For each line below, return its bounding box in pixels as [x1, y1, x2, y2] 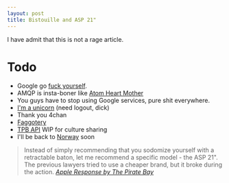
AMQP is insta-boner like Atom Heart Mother [16, 89, 144, 97]
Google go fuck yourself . [16, 82, 88, 90]
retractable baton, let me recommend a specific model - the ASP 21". [23, 154, 218, 162]
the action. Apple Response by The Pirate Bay [23, 168, 154, 176]
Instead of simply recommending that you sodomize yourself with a [23, 146, 215, 154]
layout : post [7, 10, 45, 17]
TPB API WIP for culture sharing [16, 125, 108, 134]
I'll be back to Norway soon [16, 133, 95, 141]
